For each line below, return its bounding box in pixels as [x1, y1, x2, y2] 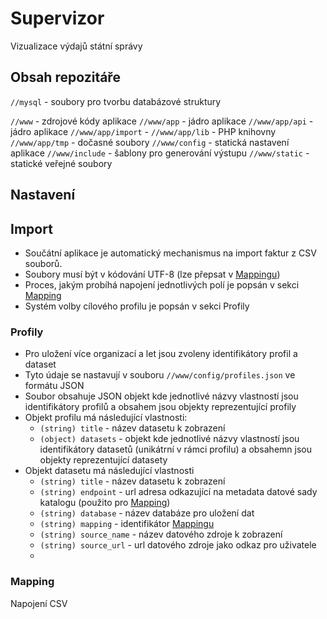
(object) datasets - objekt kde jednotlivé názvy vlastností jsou [39, 433, 300, 445]
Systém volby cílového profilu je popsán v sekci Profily [24, 300, 250, 312]
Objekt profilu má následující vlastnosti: [24, 412, 188, 424]
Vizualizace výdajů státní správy [10, 40, 143, 52]
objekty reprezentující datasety [39, 454, 168, 466]
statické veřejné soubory [10, 157, 113, 169]
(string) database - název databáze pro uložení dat [39, 507, 255, 519]
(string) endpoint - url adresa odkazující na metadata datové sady [39, 486, 318, 498]
